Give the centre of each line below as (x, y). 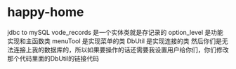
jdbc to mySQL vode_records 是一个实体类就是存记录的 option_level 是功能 (115, 32)
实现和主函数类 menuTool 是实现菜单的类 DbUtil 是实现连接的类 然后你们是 (115, 41)
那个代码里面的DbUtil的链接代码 (53, 58)
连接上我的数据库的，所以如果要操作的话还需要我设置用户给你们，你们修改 (121, 49)
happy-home (46, 12)
